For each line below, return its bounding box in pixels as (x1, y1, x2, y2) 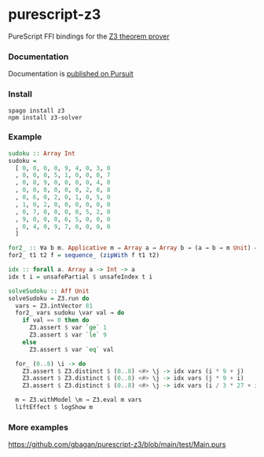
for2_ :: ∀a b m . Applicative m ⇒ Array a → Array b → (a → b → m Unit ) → (8, 244, 258, 252)
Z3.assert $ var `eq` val (28, 345, 114, 353)
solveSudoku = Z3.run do (8, 294, 90, 302)
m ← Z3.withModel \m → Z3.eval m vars (15, 396, 143, 404)
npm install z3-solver (8, 113, 82, 121)
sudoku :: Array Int (8, 149, 76, 157)
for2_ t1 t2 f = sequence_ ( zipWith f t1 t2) (8, 252, 159, 260)
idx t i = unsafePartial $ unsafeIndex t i (8, 273, 153, 281)
